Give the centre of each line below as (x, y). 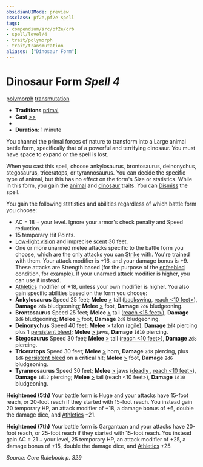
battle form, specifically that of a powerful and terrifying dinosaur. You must (101, 148)
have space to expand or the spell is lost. (58, 154)
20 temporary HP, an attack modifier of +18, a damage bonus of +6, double (100, 408)
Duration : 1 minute (38, 130)
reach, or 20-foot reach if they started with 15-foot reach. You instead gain (99, 401)
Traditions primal (37, 110)
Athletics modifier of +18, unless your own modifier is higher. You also (102, 286)
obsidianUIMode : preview (38, 12)
